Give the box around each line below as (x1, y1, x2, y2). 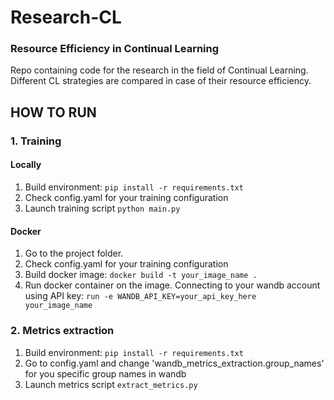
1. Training (10, 134, 62, 148)
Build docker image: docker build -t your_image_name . (24, 269, 258, 281)
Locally (10, 159, 42, 171)
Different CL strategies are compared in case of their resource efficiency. (10, 75, 312, 87)
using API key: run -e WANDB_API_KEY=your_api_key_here (24, 290, 257, 302)
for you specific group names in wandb (24, 367, 187, 380)
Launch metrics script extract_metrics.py (24, 378, 198, 390)
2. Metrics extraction (10, 324, 115, 338)
